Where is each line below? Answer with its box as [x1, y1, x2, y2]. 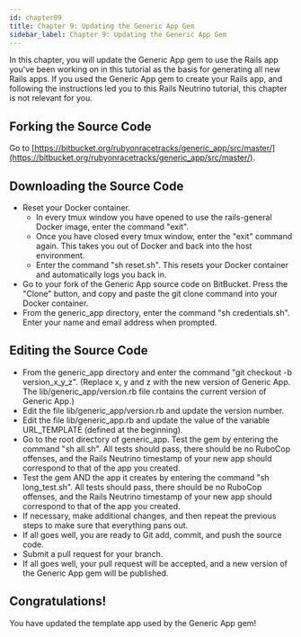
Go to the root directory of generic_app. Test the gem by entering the [22, 434, 279, 444]
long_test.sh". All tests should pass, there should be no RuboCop [22, 481, 262, 492]
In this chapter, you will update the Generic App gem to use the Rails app [9, 55, 279, 66]
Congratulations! [9, 594, 107, 609]
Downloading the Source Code [9, 178, 184, 193]
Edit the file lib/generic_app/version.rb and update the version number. [22, 405, 285, 416]
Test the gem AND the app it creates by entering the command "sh [22, 471, 270, 482]
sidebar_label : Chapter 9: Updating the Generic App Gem [9, 30, 227, 39]
